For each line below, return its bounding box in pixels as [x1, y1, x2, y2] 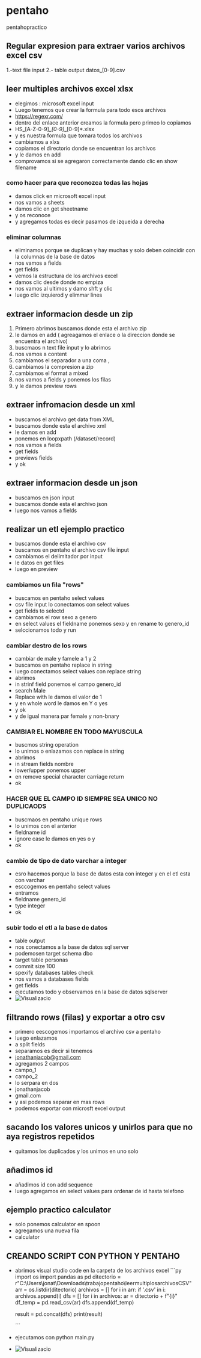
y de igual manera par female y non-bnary [14, 712, 119, 720]
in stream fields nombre [14, 761, 74, 768]
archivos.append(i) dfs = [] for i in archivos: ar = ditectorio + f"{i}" [14, 1292, 178, 1300]
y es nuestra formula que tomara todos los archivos [14, 132, 143, 139]
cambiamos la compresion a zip [14, 363, 94, 370]
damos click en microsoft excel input [14, 192, 106, 199]
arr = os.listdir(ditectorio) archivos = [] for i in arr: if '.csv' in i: [14, 1286, 166, 1294]
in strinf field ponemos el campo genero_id [14, 681, 121, 688]
